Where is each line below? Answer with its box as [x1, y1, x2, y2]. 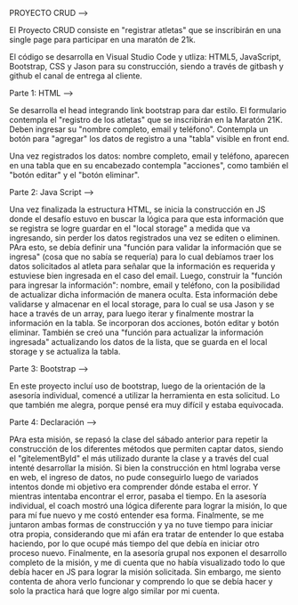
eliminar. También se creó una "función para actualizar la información [9, 327, 264, 338]
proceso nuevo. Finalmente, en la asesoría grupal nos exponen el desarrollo [9, 548, 287, 558]
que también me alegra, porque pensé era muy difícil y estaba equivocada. [9, 400, 285, 410]
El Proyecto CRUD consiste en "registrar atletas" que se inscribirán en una [9, 25, 282, 35]
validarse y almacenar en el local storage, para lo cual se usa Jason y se [9, 298, 275, 309]
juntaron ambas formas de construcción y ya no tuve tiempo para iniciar [9, 519, 274, 529]
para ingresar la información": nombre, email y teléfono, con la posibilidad [9, 280, 280, 290]
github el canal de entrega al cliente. [9, 70, 142, 81]
